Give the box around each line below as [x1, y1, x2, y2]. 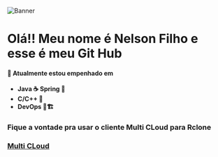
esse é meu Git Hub [7, 46, 122, 62]
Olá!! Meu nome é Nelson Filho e [7, 31, 198, 47]
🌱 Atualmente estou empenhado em [7, 69, 114, 77]
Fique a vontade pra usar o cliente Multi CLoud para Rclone [7, 122, 212, 132]
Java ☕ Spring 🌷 [17, 85, 66, 93]
